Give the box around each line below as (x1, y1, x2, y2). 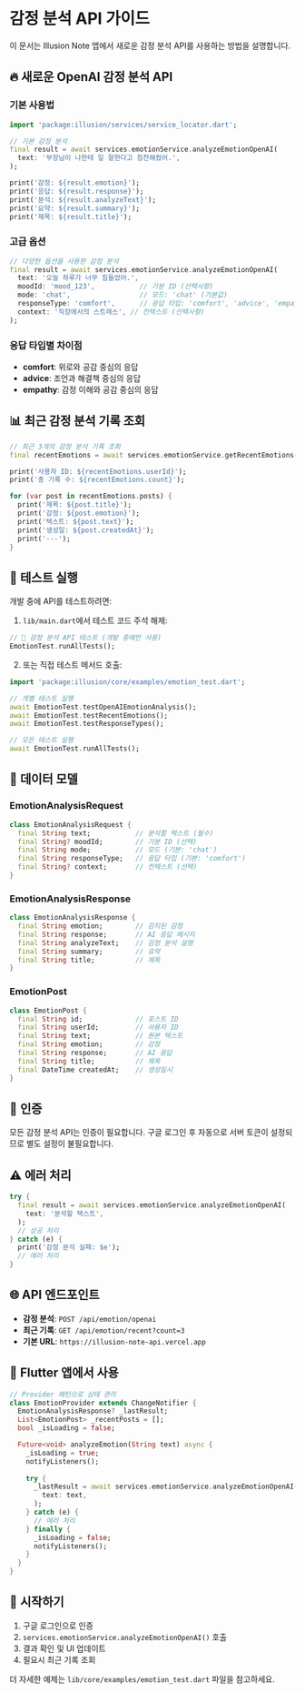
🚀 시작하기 (9, 1594, 65, 1610)
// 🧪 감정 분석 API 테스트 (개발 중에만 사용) (9, 633, 162, 642)
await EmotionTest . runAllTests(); (9, 744, 141, 753)
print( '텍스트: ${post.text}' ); (17, 517, 134, 526)
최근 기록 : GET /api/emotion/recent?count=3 (22, 1325, 185, 1335)
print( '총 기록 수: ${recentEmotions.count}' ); (9, 475, 185, 485)
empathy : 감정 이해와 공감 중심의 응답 (22, 384, 159, 395)
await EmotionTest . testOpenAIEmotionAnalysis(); (9, 702, 197, 711)
